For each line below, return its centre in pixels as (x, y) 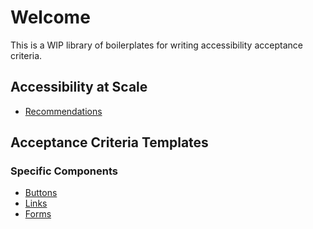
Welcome (50, 17)
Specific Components (64, 171)
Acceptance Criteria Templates (109, 142)
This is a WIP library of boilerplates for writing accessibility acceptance (156, 45)
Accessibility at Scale (79, 87)
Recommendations (63, 111)
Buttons (41, 193)
